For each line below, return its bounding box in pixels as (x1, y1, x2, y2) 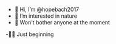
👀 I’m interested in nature (14, 12, 78, 20)
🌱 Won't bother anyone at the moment (14, 19, 111, 26)
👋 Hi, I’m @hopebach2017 (14, 6, 80, 13)
